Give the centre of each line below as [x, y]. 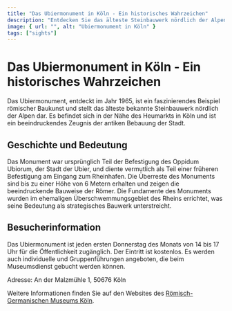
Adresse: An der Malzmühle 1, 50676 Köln [67, 279]
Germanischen [28, 300]
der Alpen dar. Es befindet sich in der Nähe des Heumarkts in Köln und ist [112, 116]
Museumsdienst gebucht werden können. [66, 266]
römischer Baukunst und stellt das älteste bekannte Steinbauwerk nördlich [113, 109]
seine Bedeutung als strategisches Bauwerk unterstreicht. [89, 206]
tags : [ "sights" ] [32, 33]
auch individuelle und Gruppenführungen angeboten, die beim [96, 259]
